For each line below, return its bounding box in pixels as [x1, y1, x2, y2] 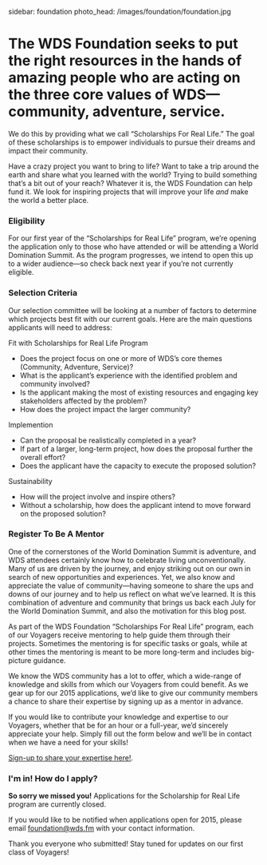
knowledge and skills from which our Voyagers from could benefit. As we [8, 679, 249, 689]
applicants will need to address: [8, 323, 113, 332]
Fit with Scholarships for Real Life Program [8, 338, 149, 347]
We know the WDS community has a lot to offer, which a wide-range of [8, 671, 241, 680]
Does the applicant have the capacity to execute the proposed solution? [19, 461, 257, 470]
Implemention [8, 419, 53, 430]
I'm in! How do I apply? [8, 772, 98, 784]
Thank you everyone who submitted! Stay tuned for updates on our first [8, 839, 244, 849]
